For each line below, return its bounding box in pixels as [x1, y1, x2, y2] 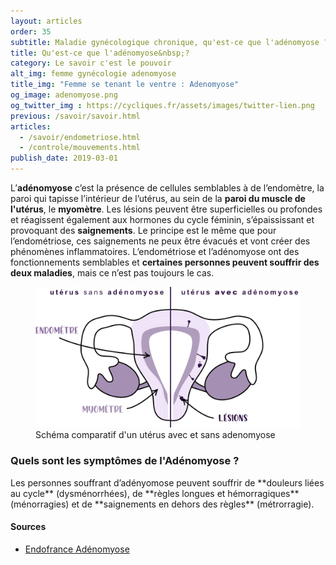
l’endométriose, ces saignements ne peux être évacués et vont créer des [10, 235, 311, 247]
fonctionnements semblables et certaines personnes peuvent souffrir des [10, 256, 320, 268]
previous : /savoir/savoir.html [10, 111, 141, 121]
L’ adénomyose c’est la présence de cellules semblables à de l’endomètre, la [10, 182, 325, 194]
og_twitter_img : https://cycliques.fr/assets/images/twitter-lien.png [10, 100, 315, 110]
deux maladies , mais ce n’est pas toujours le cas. [10, 267, 215, 279]
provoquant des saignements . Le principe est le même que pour [10, 225, 277, 236]
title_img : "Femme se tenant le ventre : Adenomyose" [10, 80, 240, 90]
